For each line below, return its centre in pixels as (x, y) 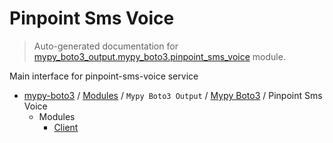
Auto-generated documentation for (106, 46)
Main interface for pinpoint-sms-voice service (104, 76)
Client (66, 127)
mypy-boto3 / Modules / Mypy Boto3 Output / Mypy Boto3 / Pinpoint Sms (173, 95)
